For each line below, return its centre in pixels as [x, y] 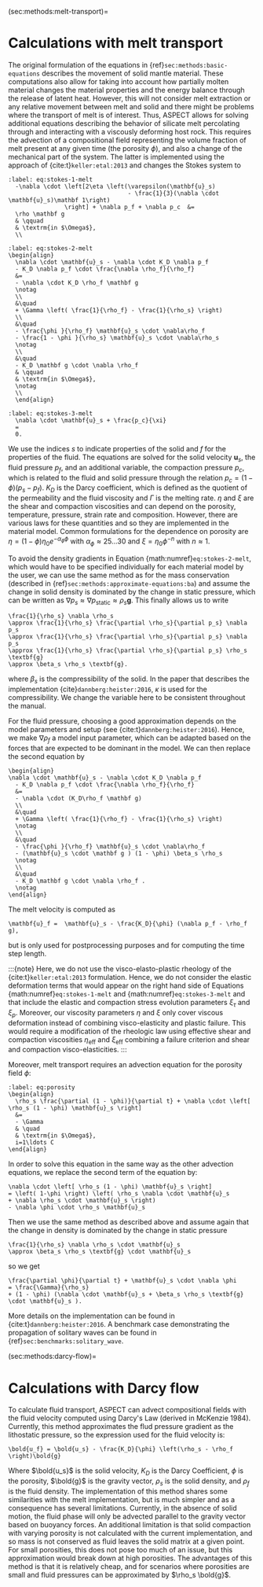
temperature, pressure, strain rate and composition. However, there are [123, 515]
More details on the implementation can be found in [91, 1316]
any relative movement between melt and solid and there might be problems [131, 106]
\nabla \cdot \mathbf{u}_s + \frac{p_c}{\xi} [91, 420]
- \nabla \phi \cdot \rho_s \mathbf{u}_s [77, 1208]
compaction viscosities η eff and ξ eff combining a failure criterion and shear [129, 1040]
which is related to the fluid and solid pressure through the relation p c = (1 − [131, 479]
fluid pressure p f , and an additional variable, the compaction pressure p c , [126, 468]
